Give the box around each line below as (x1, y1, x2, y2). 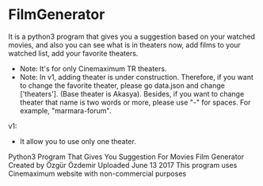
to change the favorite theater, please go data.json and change (19, 81, 226, 90)
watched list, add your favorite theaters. (8, 48, 139, 58)
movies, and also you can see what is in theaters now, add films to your (8, 40, 242, 49)
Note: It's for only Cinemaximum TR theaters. (19, 63, 167, 73)
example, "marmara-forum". (19, 105, 112, 116)
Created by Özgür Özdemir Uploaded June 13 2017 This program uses (8, 160, 238, 169)
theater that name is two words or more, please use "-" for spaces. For (19, 97, 251, 107)
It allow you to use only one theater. (19, 136, 136, 146)
